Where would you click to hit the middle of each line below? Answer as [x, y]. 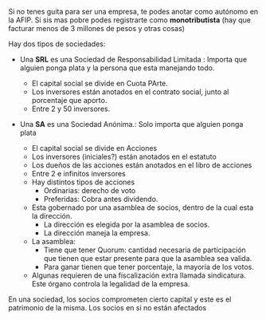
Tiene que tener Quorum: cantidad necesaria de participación [145, 250]
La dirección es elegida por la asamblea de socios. [127, 224]
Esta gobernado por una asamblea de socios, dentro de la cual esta [142, 207]
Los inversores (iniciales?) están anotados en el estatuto [124, 156]
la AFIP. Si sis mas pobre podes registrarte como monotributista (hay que [129, 20]
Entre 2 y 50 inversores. [71, 109]
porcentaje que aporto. [69, 100]
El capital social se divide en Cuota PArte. [100, 83]
